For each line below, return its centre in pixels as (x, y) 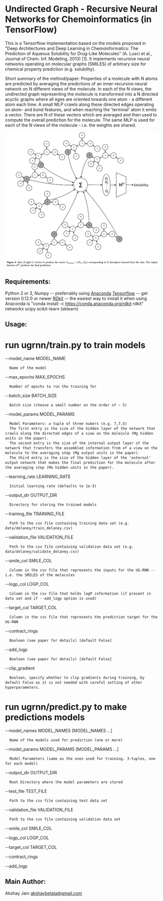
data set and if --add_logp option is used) (51, 599)
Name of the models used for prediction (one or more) (66, 740)
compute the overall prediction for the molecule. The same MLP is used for (80, 120)
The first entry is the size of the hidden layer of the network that (82, 429)
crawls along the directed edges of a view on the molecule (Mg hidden (79, 434)
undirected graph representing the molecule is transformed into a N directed (81, 94)
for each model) (21, 764)
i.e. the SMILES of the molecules (40, 575)
